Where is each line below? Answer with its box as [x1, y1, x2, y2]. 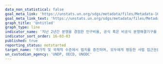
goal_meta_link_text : [5, 16, 49, 21]
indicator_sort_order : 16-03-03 [5, 34, 70, 39]
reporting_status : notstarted [5, 43, 66, 48]
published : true [5, 38, 38, 43]
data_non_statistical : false [5, 7, 64, 12]
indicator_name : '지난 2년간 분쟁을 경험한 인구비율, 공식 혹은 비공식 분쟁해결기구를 [5, 29, 157, 34]
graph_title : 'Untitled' [5, 20, 55, 26]
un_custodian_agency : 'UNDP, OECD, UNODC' [5, 51, 92, 57]
